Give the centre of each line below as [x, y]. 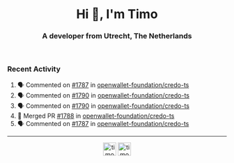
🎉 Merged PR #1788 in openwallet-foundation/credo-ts [96, 116]
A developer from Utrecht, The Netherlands [117, 36]
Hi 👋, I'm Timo [117, 14]
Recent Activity [34, 69]
